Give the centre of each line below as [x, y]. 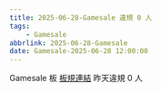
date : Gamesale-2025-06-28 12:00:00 [79, 51]
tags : [20, 26]
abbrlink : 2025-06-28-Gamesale [69, 43]
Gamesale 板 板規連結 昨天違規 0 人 [76, 78]
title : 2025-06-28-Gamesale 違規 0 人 [81, 18]
